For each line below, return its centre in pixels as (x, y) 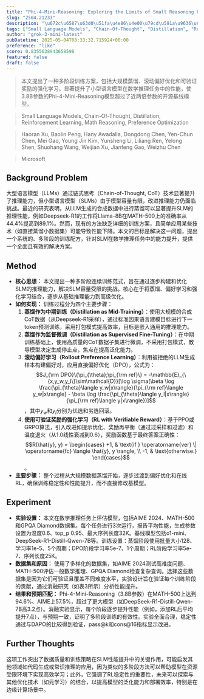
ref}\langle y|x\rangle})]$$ (123, 401)
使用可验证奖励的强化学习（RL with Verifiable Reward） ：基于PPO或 (109, 419)
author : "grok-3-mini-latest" (45, 35)
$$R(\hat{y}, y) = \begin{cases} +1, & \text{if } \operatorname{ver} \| (111, 444)
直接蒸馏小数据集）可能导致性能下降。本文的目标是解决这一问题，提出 (110, 231)
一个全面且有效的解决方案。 (41, 246)
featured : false (27, 57)
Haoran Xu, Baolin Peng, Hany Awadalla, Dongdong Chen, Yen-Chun (107, 134)
